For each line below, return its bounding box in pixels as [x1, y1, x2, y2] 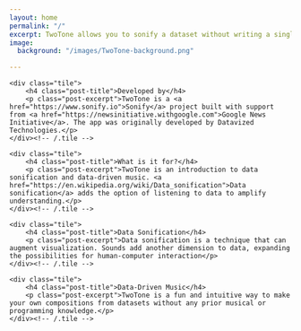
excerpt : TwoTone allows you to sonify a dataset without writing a [9, 30, 271, 39]
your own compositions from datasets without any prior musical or [9, 299, 267, 308]
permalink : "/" [9, 22, 66, 30]
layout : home [9, 13, 58, 22]
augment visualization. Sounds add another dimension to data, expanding [9, 244, 291, 253]
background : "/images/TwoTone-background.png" [17, 47, 194, 56]
